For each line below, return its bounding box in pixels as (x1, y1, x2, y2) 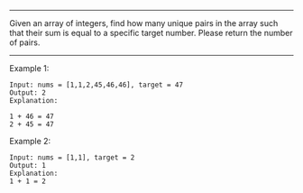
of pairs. (9, 37, 41, 48)
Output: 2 (9, 88, 47, 97)
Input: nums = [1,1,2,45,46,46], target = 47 (9, 80, 183, 89)
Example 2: (9, 136, 51, 146)
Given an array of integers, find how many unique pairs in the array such (9, 18, 279, 28)
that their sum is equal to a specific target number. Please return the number (9, 28, 293, 38)
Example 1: (9, 63, 50, 73)
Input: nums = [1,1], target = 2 (9, 153, 135, 162)
